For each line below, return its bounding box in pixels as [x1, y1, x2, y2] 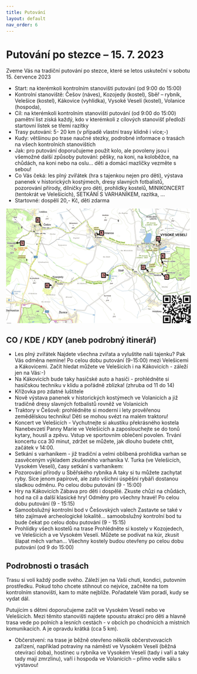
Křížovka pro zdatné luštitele [14, 388, 84, 395]
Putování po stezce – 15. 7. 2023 [6, 48, 164, 61]
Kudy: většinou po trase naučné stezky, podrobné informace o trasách [14, 135, 185, 142]
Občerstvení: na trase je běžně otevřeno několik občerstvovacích [14, 636, 172, 643]
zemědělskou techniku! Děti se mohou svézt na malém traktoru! [14, 413, 169, 420]
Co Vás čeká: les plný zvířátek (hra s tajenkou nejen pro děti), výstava [14, 172, 184, 179]
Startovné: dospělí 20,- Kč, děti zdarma [14, 197, 110, 204]
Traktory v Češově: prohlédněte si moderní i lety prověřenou [14, 407, 161, 414]
